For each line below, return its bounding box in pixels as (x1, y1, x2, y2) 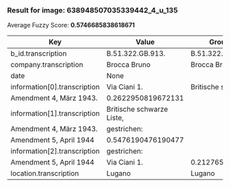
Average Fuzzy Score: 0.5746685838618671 (7, 21, 136, 29)
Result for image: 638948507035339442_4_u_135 (7, 5, 178, 15)
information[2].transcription (10, 147, 101, 156)
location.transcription (10, 169, 79, 178)
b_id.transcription (10, 49, 67, 58)
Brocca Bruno (106, 60, 151, 70)
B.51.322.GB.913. (106, 49, 166, 58)
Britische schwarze (106, 105, 168, 114)
